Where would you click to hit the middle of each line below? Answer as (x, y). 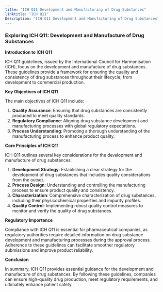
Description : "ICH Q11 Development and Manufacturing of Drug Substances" (82, 18)
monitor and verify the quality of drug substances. (62, 211)
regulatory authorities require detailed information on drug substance (74, 235)
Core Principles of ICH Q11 (32, 146)
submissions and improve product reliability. (49, 250)
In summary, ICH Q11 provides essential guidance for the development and (79, 269)
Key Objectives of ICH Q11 (32, 91)
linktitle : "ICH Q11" (27, 14)
